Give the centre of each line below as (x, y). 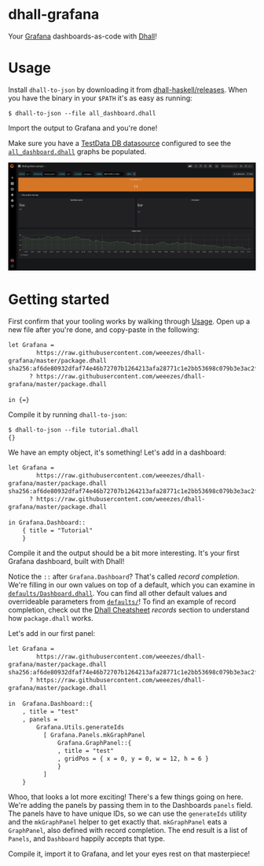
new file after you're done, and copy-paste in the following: (104, 330)
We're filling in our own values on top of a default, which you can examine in (132, 585)
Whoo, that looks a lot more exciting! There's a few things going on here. (126, 797)
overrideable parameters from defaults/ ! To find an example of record (122, 601)
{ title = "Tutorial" (57, 531)
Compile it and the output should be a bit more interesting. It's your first (124, 553)
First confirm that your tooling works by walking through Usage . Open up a (129, 322)
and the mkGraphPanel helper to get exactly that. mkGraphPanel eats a (118, 822)
